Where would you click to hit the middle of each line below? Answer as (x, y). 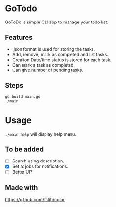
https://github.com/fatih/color (35, 200)
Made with (22, 188)
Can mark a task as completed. (43, 65)
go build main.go (23, 97)
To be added (24, 149)
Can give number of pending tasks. (47, 70)
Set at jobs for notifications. (40, 166)
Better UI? (22, 172)
